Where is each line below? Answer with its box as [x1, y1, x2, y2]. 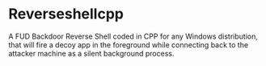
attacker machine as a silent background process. [8, 48, 175, 58]
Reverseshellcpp [8, 5, 124, 23]
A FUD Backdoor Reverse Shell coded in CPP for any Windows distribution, [8, 31, 259, 41]
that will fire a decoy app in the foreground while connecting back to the [8, 39, 249, 49]
